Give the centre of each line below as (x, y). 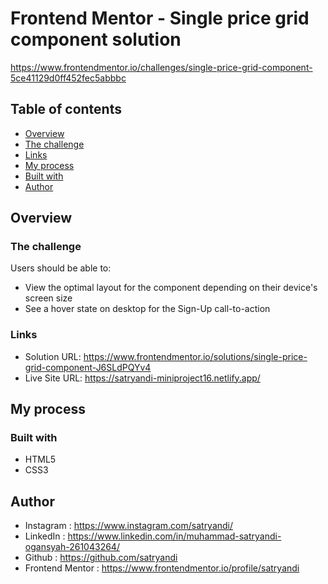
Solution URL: (53, 356)
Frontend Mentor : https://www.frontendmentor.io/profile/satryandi (162, 568)
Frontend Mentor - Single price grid (160, 18)
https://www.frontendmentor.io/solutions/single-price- (195, 356)
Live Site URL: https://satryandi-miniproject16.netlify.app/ (142, 378)
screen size (48, 298)
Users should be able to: (61, 268)
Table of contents (66, 109)
